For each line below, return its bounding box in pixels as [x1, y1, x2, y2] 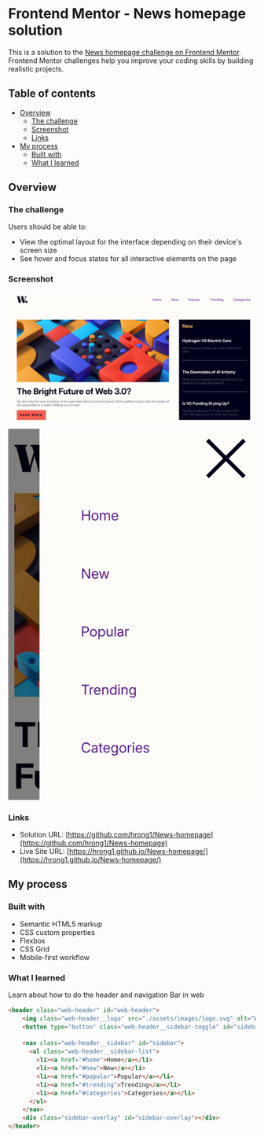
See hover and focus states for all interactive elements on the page [19, 254, 237, 263]
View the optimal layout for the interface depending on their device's [19, 237, 242, 247]
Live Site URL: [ [19, 846, 70, 856]
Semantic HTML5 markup [19, 919, 103, 929]
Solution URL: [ [19, 830, 68, 839]
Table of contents [8, 87, 96, 101]
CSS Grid [19, 944, 49, 954]
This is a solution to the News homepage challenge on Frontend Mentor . [8, 47, 241, 57]
